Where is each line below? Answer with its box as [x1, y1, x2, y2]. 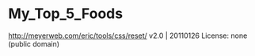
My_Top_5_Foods [8, 5, 124, 23]
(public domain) [8, 39, 60, 48]
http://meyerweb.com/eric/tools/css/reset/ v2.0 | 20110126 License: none [8, 31, 248, 40]
